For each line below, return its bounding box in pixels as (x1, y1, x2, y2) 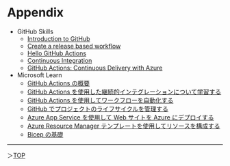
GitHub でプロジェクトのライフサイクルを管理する (27, 105, 169, 113)
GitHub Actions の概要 (27, 79, 90, 87)
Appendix (7, 5, 64, 20)
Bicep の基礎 (27, 130, 64, 138)
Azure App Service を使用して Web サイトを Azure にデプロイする (27, 113, 214, 121)
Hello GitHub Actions (27, 49, 87, 57)
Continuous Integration (27, 56, 92, 64)
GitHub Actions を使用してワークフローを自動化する (27, 96, 174, 104)
